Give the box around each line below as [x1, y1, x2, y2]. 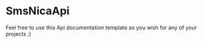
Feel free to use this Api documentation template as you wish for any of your [5, 24, 197, 31]
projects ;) [5, 30, 32, 37]
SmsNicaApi [5, 4, 70, 18]
